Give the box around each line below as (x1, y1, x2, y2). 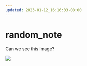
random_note (5, 29, 62, 40)
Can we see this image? (5, 46, 55, 52)
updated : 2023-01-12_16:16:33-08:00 (5, 7, 82, 13)
